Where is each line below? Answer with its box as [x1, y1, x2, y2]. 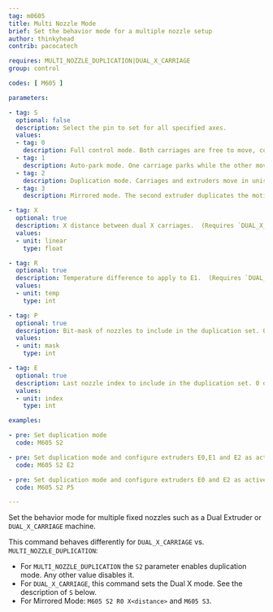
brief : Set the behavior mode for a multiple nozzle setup [8, 27, 213, 35]
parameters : [8, 94, 49, 102]
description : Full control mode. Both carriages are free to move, [23, 146, 256, 155]
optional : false [15, 116, 71, 125]
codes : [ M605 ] [8, 79, 63, 87]
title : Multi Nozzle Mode [8, 20, 96, 28]
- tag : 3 [15, 184, 45, 192]
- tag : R [8, 259, 38, 267]
